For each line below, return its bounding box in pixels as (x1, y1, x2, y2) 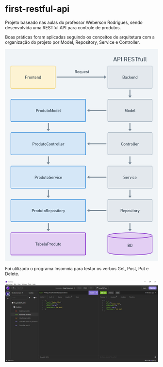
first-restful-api (5, 3, 70, 15)
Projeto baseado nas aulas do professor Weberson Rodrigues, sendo (5, 19, 143, 25)
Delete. (5, 271, 19, 276)
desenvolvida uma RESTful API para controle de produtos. (5, 24, 121, 30)
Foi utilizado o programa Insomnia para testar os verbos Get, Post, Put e (5, 265, 149, 271)
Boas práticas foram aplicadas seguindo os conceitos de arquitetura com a (5, 34, 155, 40)
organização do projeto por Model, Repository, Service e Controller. (5, 39, 140, 45)
